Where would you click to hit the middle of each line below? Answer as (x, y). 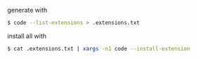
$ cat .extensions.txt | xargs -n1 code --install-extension (99, 49)
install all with (27, 36)
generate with (27, 10)
